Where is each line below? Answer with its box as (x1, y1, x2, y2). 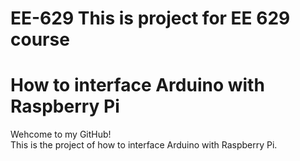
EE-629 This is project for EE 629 (10, 7, 291, 30)
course (10, 28, 70, 51)
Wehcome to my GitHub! (10, 128, 112, 141)
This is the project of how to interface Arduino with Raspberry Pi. (10, 139, 278, 151)
